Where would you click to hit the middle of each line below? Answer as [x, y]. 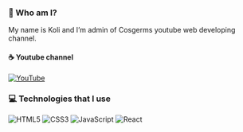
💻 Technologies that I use [60, 99]
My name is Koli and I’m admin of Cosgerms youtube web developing [122, 30]
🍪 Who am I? [33, 13]
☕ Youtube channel [41, 57]
